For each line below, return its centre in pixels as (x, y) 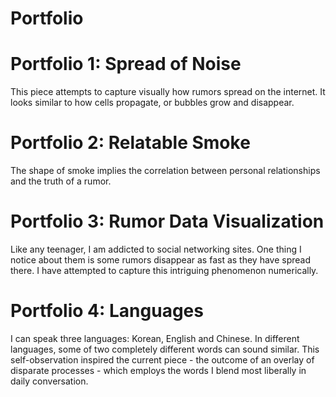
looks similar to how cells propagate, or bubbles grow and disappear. (152, 103)
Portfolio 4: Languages (107, 311)
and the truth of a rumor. (61, 181)
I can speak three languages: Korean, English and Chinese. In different (155, 338)
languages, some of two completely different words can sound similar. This (165, 349)
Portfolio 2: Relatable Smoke (130, 143)
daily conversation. (49, 381)
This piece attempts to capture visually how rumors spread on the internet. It (168, 92)
